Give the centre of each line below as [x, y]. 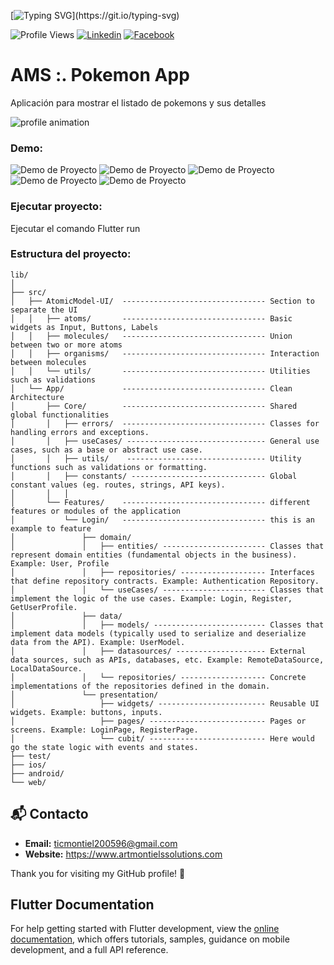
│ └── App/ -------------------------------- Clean [151, 388]
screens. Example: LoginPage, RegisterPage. [104, 730]
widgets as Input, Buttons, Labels [84, 327]
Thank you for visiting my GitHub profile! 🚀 [98, 873]
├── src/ [28, 292]
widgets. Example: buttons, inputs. [86, 712]
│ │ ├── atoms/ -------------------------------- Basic [151, 318]
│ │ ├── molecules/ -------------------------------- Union [151, 336]
